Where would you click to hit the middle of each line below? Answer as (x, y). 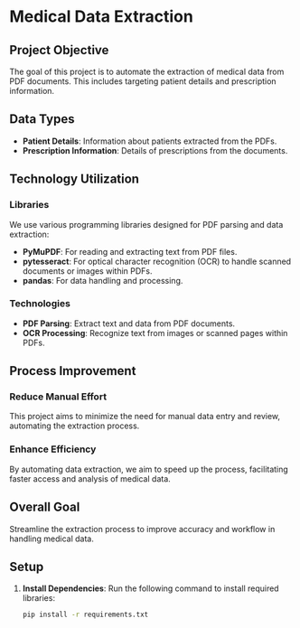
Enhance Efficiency (53, 449)
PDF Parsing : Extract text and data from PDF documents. (129, 323)
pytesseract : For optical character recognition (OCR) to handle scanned (157, 261)
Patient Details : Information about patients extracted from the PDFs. (150, 141)
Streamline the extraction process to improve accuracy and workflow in (142, 529)
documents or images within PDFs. (87, 271)
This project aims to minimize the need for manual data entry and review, (145, 417)
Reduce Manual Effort (58, 397)
